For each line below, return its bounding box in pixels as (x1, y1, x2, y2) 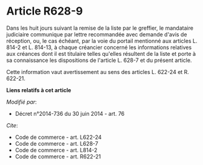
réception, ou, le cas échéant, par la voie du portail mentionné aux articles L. (6, 37, 198, 44)
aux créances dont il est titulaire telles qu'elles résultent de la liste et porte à (6, 50, 196, 57)
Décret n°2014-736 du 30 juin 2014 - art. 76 (15, 110, 125, 117)
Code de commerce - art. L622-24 (15, 133, 102, 141)
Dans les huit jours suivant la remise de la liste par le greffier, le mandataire (6, 24, 194, 32)
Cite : (6, 121, 18, 129)
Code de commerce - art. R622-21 (15, 153, 101, 160)
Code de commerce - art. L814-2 (15, 146, 98, 153)
